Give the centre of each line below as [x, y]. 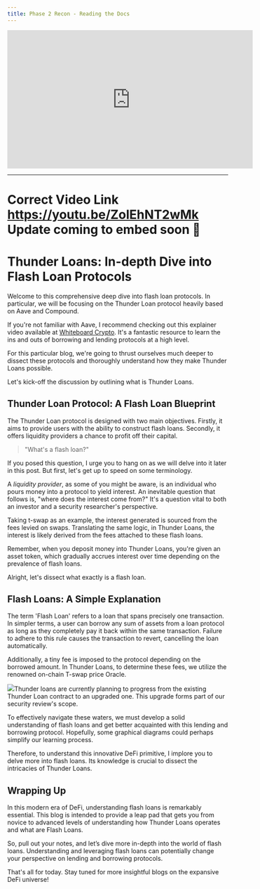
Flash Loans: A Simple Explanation [84, 599]
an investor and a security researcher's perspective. [83, 506]
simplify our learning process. [50, 740]
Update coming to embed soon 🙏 [104, 229]
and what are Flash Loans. [45, 830]
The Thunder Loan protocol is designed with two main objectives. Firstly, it [115, 421]
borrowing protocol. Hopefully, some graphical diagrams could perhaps [110, 732]
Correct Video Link [63, 199]
